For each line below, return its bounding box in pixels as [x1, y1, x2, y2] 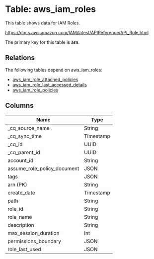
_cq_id [7, 141, 23, 148]
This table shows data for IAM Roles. [5, 20, 80, 26]
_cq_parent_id [7, 149, 41, 156]
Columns [5, 101, 34, 110]
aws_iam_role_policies [12, 87, 59, 93]
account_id [7, 157, 34, 164]
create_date [7, 189, 36, 196]
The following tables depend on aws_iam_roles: [5, 67, 103, 73]
